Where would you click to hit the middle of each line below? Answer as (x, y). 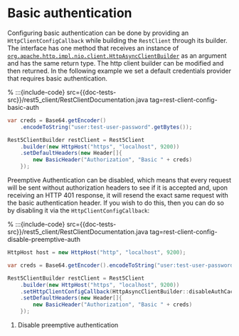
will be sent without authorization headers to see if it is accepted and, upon (118, 188)
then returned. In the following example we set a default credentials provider (119, 71)
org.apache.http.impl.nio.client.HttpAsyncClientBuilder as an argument (117, 56)
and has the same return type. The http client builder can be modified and (116, 63)
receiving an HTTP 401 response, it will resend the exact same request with (118, 195)
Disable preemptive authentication (68, 325)
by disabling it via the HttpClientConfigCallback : (79, 210)
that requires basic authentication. (58, 78)
